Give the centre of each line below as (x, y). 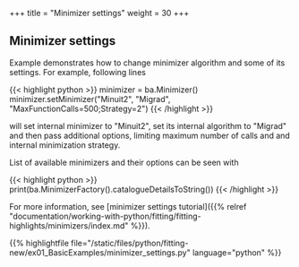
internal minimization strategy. (65, 145)
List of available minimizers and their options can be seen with (124, 162)
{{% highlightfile (39, 243)
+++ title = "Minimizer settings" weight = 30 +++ (99, 13)
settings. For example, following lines (77, 72)
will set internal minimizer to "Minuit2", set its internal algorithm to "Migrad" (148, 125)
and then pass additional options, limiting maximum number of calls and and (150, 135)
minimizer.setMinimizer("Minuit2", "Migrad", (90, 99)
